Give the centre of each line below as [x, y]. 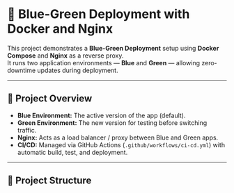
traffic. [27, 130]
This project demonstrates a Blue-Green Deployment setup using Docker [113, 48]
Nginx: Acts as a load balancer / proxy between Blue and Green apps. [118, 137]
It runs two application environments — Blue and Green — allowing [104, 62]
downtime [22, 70]
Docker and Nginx [60, 29]
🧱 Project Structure [49, 181]
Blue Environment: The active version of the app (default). [101, 115]
